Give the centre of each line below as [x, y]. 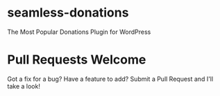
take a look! [24, 86]
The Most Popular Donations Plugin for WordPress [79, 32]
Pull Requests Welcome [77, 60]
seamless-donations [68, 13]
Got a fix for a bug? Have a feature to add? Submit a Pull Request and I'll [110, 79]
